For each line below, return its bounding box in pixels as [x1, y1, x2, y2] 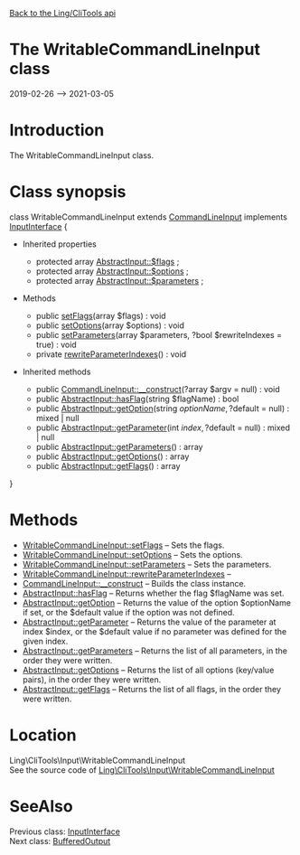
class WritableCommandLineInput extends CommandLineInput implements [9, 211, 287, 222]
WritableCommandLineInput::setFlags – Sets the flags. [22, 540, 225, 550]
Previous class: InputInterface [9, 826, 120, 837]
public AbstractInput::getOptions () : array [35, 451, 190, 462]
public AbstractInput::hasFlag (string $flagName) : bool [35, 393, 239, 404]
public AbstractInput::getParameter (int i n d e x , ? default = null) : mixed [35, 422, 291, 433]
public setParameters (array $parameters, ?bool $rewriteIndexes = [35, 329, 283, 340]
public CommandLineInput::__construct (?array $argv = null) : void [35, 383, 280, 394]
